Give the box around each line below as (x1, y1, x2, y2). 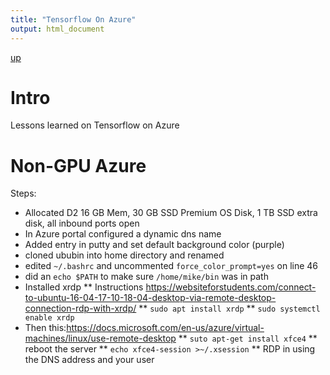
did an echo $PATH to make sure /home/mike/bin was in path (24, 271, 269, 283)
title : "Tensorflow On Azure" (10, 14, 137, 25)
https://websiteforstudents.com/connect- (145, 281, 317, 293)
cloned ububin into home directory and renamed (24, 249, 225, 261)
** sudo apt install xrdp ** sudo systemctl (138, 302, 321, 315)
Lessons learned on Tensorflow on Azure (10, 119, 180, 131)
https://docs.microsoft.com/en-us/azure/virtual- (66, 322, 265, 334)
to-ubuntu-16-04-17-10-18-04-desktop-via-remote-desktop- (24, 292, 277, 304)
